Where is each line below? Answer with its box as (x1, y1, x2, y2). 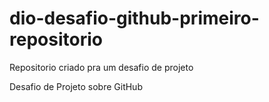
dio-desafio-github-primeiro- (9, 7, 260, 30)
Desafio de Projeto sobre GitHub (9, 80, 143, 92)
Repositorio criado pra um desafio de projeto (9, 61, 194, 73)
